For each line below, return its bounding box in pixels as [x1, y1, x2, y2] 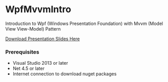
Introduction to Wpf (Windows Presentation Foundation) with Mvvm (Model [5, 20, 163, 26]
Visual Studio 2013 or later [12, 60, 68, 66]
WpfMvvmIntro [5, 4, 71, 15]
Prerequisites [5, 48, 39, 56]
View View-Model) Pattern [5, 25, 61, 32]
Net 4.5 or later [12, 65, 45, 72]
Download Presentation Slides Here [5, 36, 80, 42]
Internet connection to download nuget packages [12, 71, 117, 77]
